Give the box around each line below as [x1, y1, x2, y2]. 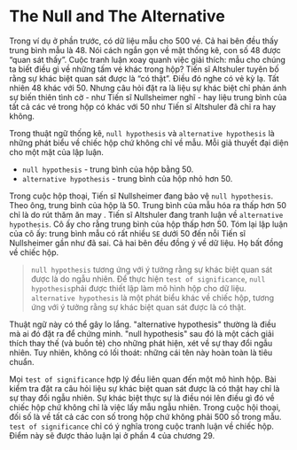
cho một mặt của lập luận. [9, 146, 105, 157]
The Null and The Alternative [9, 6, 226, 27]
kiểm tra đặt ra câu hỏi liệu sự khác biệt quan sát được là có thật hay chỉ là [9, 383, 280, 393]
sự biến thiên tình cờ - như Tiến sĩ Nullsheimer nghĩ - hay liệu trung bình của [9, 91, 287, 103]
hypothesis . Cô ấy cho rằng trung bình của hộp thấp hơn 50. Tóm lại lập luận [9, 219, 288, 229]
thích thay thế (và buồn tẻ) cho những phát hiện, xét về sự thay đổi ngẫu [9, 337, 273, 348]
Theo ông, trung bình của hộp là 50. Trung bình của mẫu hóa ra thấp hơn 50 [9, 199, 286, 210]
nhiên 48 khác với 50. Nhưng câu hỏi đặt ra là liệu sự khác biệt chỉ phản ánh [9, 82, 286, 93]
